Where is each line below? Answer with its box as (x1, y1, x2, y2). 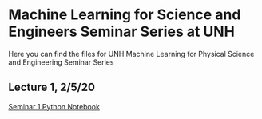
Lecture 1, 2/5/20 (8, 81, 96, 94)
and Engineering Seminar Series (8, 58, 114, 67)
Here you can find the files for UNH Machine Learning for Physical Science (8, 49, 255, 58)
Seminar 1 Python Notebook (8, 101, 100, 111)
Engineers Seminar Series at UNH (8, 22, 236, 41)
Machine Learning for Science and (8, 6, 241, 24)
